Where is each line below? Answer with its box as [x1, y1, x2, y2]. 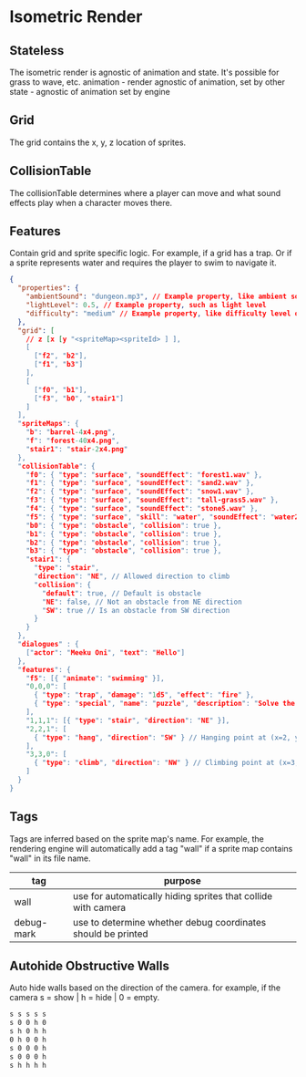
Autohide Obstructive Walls [9, 958, 170, 974]
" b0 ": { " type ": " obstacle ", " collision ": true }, [25, 521, 222, 530]
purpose [163, 874, 202, 886]
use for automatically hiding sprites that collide [72, 889, 273, 902]
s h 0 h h [9, 1027, 47, 1036]
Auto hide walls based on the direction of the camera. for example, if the [9, 982, 281, 993]
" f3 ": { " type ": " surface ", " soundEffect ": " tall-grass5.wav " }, [25, 495, 280, 505]
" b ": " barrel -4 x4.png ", [25, 428, 117, 437]
